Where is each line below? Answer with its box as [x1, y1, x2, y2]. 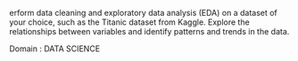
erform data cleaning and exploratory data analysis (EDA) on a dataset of [9, 8, 278, 18]
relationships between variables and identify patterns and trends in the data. [9, 27, 290, 36]
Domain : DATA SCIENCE [9, 43, 101, 54]
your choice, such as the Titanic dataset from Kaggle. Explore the [9, 17, 250, 27]
